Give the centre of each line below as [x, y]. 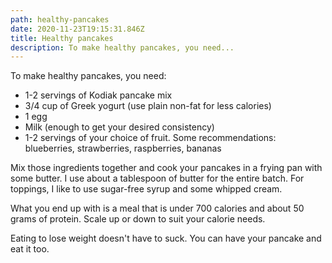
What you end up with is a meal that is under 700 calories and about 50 [157, 208]
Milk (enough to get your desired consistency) [119, 127]
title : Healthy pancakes [62, 38]
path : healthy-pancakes [60, 19]
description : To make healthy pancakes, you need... [122, 47]
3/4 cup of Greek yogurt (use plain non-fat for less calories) [148, 106]
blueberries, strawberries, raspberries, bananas [123, 148]
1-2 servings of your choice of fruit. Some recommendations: [150, 138]
